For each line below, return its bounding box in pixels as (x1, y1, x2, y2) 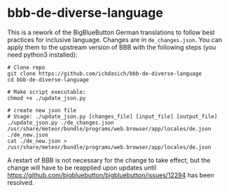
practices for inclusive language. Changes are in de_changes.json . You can (7, 35, 223, 43)
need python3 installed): (7, 50, 78, 59)
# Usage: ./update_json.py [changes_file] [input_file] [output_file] (7, 113, 218, 120)
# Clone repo (7, 64, 46, 71)
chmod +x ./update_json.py (7, 95, 86, 102)
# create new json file (7, 107, 77, 114)
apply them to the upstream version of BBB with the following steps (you (7, 43, 216, 51)
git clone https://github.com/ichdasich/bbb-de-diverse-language (7, 70, 202, 77)
